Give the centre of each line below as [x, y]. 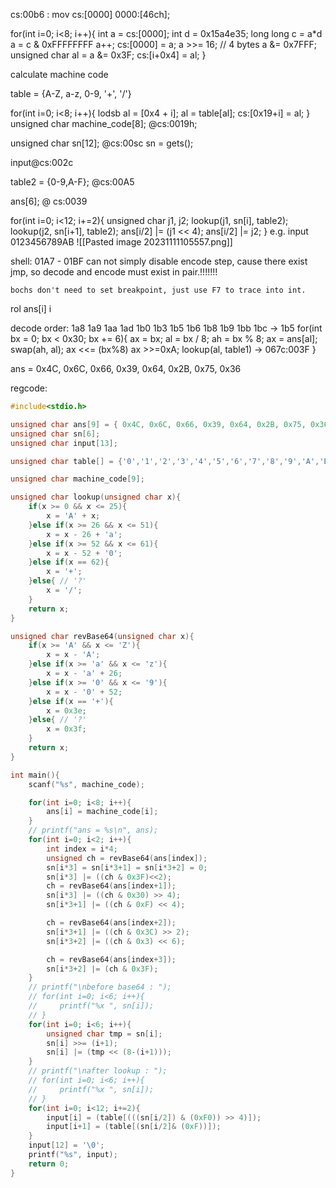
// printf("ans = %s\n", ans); [93, 830]
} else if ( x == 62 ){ [69, 562]
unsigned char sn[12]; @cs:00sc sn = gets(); [102, 143]
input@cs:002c [42, 162]
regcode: [29, 388]
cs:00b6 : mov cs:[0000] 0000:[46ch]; [90, 14]
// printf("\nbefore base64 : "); [100, 987]
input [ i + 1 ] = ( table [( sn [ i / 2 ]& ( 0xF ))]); [134, 1127]
